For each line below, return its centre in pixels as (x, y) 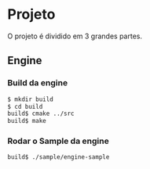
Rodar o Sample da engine (58, 141)
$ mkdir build (31, 99)
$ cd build (25, 106)
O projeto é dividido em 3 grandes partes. (75, 36)
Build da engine (38, 83)
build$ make (27, 121)
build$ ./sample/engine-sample (59, 157)
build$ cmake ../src (41, 114)
